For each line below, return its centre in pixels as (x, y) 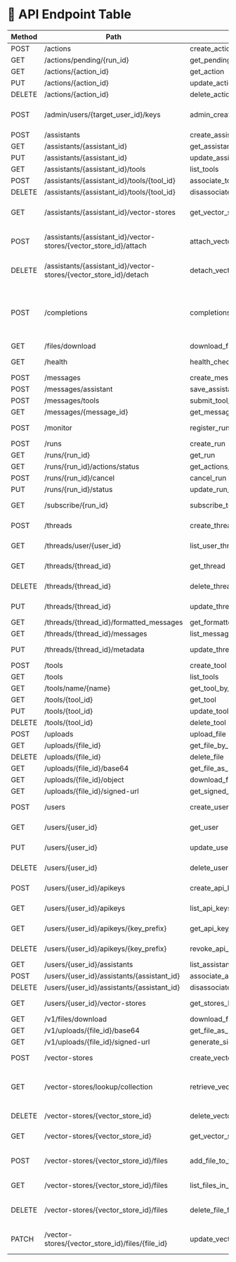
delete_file (206, 757)
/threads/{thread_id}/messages (96, 633)
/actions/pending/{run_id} (87, 60)
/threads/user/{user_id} (83, 545)
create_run (208, 443)
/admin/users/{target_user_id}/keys (103, 114)
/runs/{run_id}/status (79, 489)
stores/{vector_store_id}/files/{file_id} (106, 1243)
